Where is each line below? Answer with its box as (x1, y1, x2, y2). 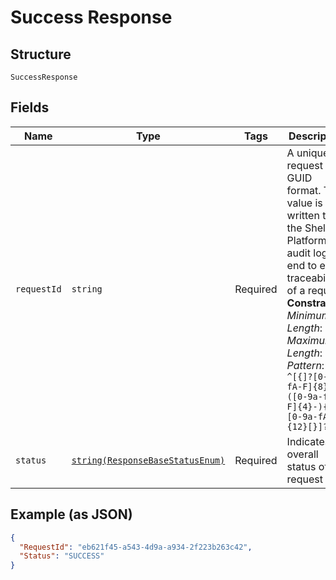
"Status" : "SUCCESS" (19, 551, 105, 561)
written (286, 208, 320, 222)
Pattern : (286, 358, 325, 372)
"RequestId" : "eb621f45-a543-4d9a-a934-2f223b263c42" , (19, 542, 253, 552)
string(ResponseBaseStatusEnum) (71, 454, 226, 466)
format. (286, 183, 322, 197)
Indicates (286, 434, 331, 448)
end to (286, 258, 318, 272)
